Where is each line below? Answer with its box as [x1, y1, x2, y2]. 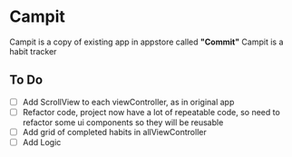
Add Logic [22, 136, 62, 147]
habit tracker [9, 45, 57, 56]
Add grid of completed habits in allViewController [22, 126, 207, 137]
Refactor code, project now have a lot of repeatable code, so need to [22, 106, 281, 117]
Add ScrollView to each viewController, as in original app [22, 96, 235, 107]
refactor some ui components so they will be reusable [22, 116, 224, 128]
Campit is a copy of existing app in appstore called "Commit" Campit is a [9, 36, 284, 47]
